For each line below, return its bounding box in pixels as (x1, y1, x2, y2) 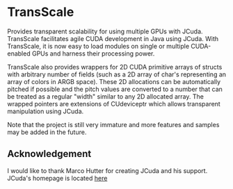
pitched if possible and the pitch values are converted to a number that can (7, 85, 223, 93)
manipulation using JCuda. (7, 107, 84, 115)
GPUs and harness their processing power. (31, 49, 155, 58)
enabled (7, 49, 31, 58)
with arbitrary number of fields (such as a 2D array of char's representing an (7, 70, 227, 79)
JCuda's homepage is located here (7, 174, 108, 182)
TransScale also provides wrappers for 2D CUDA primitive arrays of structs (7, 63, 223, 71)
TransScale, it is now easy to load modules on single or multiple (7, 42, 190, 50)
